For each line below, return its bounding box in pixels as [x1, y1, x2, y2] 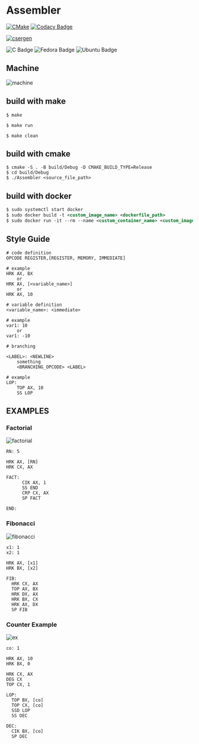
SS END [21, 485, 38, 491]
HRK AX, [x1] [6, 560, 38, 566]
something [17, 359, 41, 365]
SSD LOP [11, 707, 31, 713]
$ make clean [6, 133, 38, 139]
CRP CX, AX [21, 490, 49, 496]
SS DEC [11, 713, 28, 719]
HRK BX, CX [11, 596, 38, 602]
